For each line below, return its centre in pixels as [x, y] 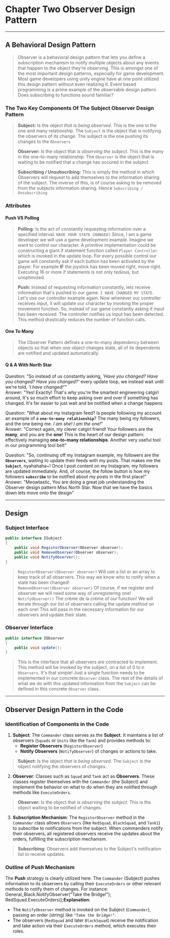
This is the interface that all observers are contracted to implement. [88, 662]
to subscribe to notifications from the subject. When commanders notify [88, 828]
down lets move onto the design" [40, 493]
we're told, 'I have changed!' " [36, 387]
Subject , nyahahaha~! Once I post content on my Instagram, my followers [82, 466]
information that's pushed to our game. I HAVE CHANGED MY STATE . [86, 293]
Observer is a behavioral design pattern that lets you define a [81, 57]
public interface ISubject [34, 538]
